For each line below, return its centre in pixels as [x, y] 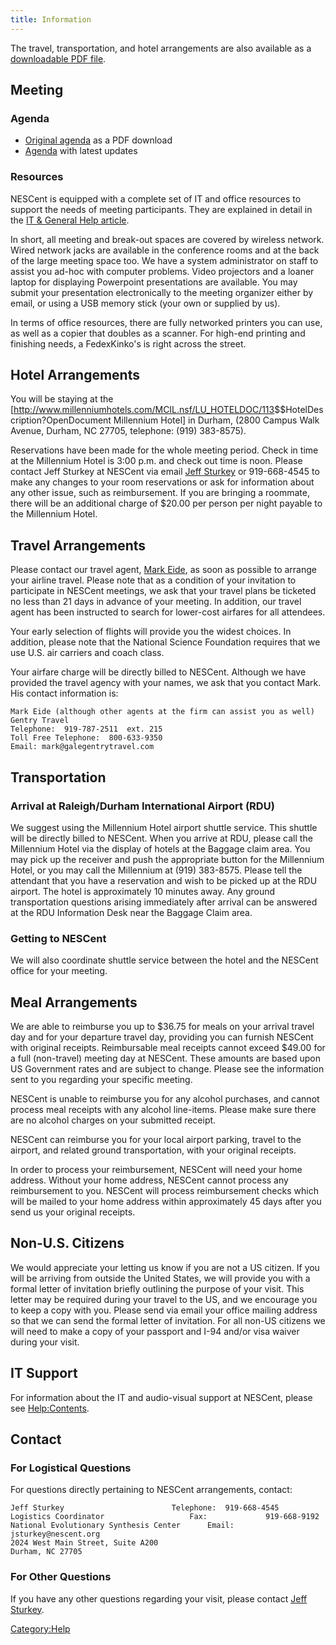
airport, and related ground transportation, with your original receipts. [153, 1150]
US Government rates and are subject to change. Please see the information [167, 1069]
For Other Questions [61, 1577]
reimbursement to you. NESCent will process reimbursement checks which [164, 1191]
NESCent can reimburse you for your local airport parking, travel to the [156, 1140]
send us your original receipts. [73, 1212]
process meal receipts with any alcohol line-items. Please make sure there [163, 1110]
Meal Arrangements [74, 1002]
